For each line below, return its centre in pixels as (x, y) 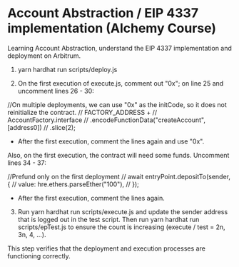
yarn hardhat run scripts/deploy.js (67, 69)
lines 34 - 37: (27, 163)
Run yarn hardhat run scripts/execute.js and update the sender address (123, 211)
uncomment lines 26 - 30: (56, 91)
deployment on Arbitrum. (44, 56)
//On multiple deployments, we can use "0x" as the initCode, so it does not (117, 104)
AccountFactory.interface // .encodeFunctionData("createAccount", (106, 120)
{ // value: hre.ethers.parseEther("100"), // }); (73, 184)
